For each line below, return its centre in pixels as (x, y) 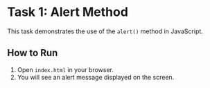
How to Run (33, 53)
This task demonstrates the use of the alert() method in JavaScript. (105, 31)
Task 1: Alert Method (68, 12)
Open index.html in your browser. (65, 69)
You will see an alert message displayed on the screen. (96, 77)
